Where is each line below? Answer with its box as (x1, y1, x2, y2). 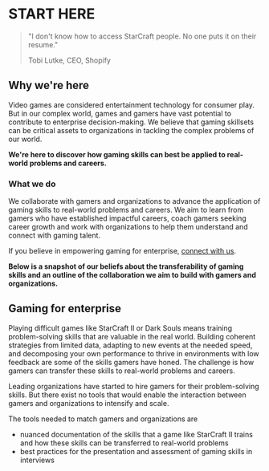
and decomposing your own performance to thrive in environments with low (8, 348, 259, 358)
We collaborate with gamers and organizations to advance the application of (8, 197, 261, 206)
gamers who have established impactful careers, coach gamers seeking (8, 213, 247, 223)
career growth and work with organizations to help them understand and (8, 222, 248, 232)
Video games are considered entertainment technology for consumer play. (8, 99, 255, 109)
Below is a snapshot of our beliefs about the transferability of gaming (8, 262, 244, 271)
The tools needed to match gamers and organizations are (8, 414, 198, 424)
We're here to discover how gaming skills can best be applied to (8, 149, 226, 159)
